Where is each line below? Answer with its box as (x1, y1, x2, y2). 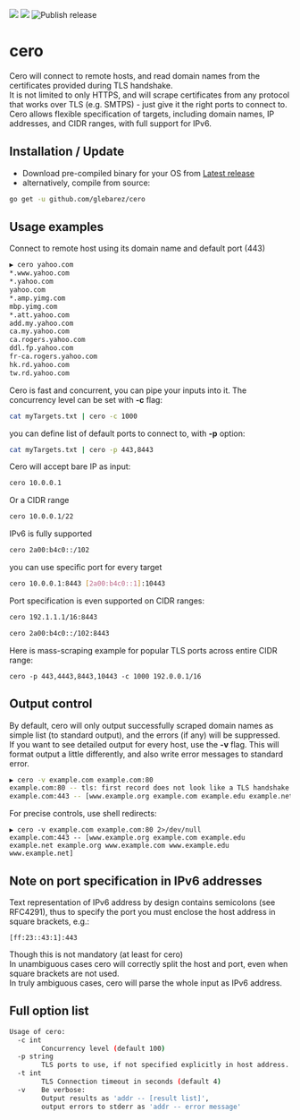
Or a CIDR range (9, 495, 70, 506)
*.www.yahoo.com (9, 269, 70, 278)
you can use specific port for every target (9, 562, 162, 573)
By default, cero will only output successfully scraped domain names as (9, 720, 274, 731)
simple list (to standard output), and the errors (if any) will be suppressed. (9, 730, 281, 740)
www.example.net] (9, 849, 74, 859)
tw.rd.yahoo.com (9, 368, 70, 378)
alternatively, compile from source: (21, 177, 151, 188)
